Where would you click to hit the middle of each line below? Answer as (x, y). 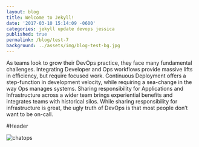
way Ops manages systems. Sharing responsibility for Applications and (95, 88)
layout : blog (23, 12)
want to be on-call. (30, 114)
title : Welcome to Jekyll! (40, 18)
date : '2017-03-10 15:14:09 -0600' (51, 23)
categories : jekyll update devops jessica (60, 29)
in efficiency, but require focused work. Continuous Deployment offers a (96, 76)
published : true (27, 34)
